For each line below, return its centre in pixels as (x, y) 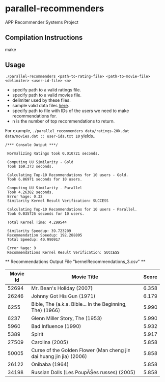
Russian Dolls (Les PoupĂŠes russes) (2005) (83, 372)
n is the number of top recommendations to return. (63, 121)
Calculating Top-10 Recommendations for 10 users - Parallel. (72, 209)
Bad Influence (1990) (56, 326)
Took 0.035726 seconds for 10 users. (46, 214)
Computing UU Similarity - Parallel (45, 188)
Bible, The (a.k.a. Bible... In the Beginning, (79, 304)
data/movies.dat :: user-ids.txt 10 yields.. (50, 136)
